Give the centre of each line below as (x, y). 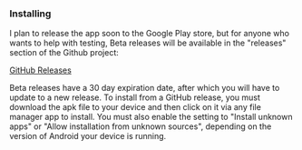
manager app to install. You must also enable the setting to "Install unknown (151, 117)
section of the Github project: (64, 53)
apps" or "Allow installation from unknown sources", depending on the (141, 126)
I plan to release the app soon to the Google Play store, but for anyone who (150, 34)
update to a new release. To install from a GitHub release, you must (135, 97)
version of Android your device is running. (88, 136)
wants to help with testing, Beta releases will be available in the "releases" (148, 43)
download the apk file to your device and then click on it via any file (135, 107)
